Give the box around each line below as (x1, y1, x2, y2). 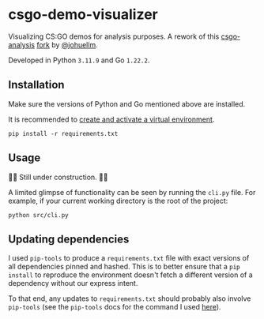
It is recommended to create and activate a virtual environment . (8, 114, 215, 124)
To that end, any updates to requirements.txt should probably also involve (8, 294, 251, 303)
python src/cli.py (8, 211, 69, 219)
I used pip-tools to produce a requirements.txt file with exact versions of (8, 253, 250, 263)
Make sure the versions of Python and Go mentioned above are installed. (8, 99, 246, 108)
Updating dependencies (8, 232, 130, 246)
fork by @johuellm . (36, 39, 98, 49)
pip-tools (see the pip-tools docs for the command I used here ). (8, 302, 221, 312)
